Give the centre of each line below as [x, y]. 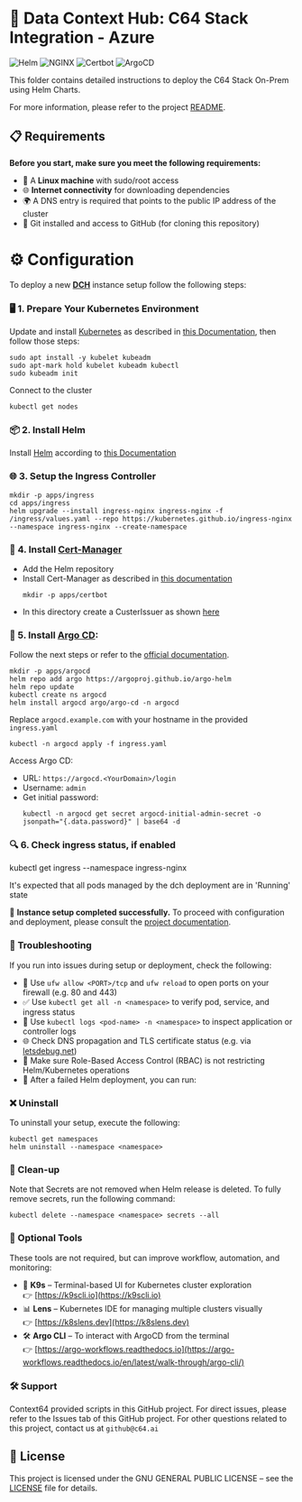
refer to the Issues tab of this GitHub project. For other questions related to [148, 1418]
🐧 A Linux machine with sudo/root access [101, 180]
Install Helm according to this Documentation [93, 453]
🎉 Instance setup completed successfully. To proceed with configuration [147, 912]
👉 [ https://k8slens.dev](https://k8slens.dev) [105, 1322]
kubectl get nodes [44, 406]
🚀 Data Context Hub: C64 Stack [129, 18]
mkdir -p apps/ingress [52, 495]
